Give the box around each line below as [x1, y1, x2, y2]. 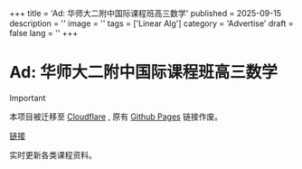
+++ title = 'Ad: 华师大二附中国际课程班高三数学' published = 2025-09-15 [9, 8, 282, 18]
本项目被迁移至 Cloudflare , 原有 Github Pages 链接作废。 [9, 111, 223, 122]
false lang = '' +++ [9, 28, 79, 38]
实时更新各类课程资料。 [9, 149, 97, 160]
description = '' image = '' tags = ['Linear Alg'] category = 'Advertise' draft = [9, 18, 294, 29]
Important [9, 92, 46, 103]
